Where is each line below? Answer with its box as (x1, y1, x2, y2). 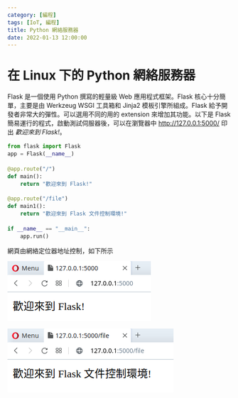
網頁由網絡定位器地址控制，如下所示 (7, 246, 114, 255)
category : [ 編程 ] (7, 11, 57, 18)
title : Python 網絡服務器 (7, 26, 79, 33)
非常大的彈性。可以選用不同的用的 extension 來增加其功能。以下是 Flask (19, 110, 231, 118)
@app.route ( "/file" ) (7, 195, 69, 202)
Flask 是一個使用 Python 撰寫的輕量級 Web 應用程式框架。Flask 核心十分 (7, 92, 220, 101)
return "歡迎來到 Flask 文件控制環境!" (20, 210, 128, 218)
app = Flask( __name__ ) (7, 150, 75, 157)
